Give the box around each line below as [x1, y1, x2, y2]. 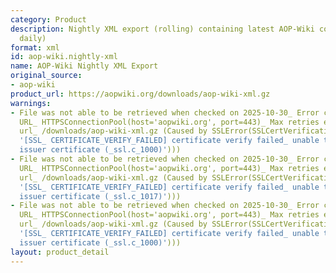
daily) [19, 33, 47, 43]
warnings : [10, 98, 52, 108]
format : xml [10, 42, 60, 53]
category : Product [10, 14, 87, 25]
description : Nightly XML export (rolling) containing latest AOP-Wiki [10, 24, 315, 34]
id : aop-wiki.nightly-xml [10, 52, 118, 62]
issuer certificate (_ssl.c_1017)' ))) [19, 191, 182, 201]
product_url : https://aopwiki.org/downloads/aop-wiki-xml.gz [10, 89, 271, 99]
